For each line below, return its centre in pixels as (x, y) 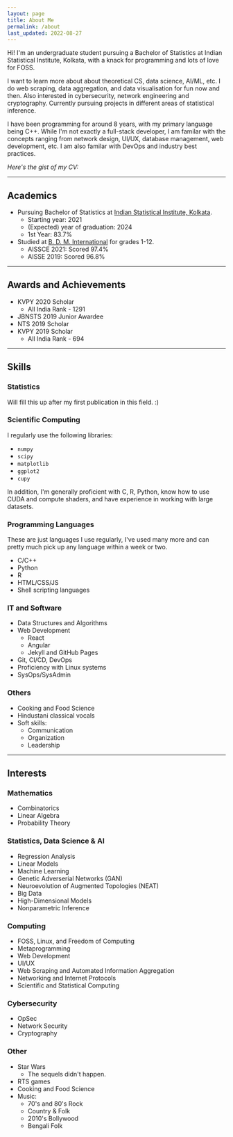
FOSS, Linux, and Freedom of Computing (76, 941)
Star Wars (32, 1066)
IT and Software (35, 608)
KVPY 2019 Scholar (45, 331)
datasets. (20, 506)
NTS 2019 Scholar (43, 323)
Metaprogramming (44, 949)
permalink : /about (34, 26)
